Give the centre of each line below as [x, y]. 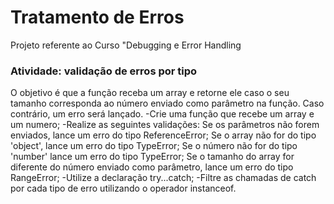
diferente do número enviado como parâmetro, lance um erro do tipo [152, 167]
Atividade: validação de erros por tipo [104, 71]
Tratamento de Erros [97, 17]
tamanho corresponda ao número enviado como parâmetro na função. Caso [167, 103]
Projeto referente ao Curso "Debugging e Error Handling [126, 45]
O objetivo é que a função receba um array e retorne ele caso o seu [150, 93]
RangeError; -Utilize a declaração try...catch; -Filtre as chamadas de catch [163, 178]
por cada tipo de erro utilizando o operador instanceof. [123, 188]
